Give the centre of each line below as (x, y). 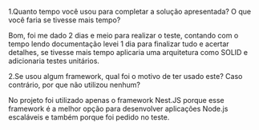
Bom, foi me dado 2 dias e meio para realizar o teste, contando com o (123, 35)
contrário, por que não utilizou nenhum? (74, 85)
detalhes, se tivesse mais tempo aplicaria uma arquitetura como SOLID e (128, 52)
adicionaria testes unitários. (54, 61)
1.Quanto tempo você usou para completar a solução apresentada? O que (130, 12)
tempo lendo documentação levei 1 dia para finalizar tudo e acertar (119, 44)
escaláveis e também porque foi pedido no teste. (89, 117)
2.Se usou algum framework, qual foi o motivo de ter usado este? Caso (125, 76)
